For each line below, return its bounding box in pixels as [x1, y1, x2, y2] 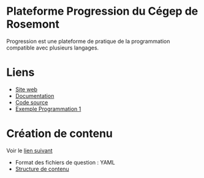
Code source [15, 98, 48, 106]
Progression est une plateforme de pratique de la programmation [6, 37, 170, 45]
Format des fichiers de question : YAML [15, 158, 115, 166]
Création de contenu [6, 127, 113, 141]
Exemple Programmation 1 [15, 105, 81, 113]
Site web [15, 86, 38, 93]
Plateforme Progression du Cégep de [6, 4, 198, 18]
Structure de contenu [15, 165, 69, 172]
